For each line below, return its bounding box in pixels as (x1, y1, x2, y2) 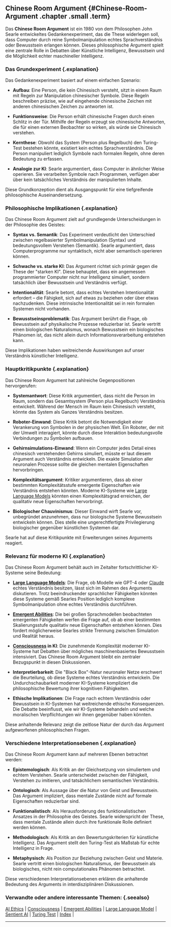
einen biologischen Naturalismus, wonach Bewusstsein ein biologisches (12, 327, 164, 333)
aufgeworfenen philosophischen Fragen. (5, 727, 91, 733)
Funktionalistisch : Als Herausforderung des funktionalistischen (12, 808, 146, 815)
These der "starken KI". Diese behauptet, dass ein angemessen (12, 268, 146, 275)
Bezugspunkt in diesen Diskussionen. (12, 659, 92, 665)
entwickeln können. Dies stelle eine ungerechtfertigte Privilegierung (12, 519, 155, 525)
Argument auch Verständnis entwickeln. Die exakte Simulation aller (12, 456, 154, 462)
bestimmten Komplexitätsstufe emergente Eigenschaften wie (12, 482, 140, 488)
